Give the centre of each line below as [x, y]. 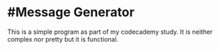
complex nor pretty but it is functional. [63, 39]
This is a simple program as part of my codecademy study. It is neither [110, 32]
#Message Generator [71, 12]
